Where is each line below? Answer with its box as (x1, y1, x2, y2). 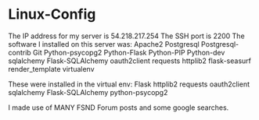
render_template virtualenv (8, 64, 95, 73)
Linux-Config (8, 5, 96, 23)
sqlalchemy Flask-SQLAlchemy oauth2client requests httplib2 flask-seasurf (8, 56, 252, 65)
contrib (8, 48, 31, 57)
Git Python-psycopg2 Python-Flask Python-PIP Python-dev (32, 48, 225, 57)
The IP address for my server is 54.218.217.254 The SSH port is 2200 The (8, 31, 245, 41)
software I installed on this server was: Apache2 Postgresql (8, 39, 200, 48)
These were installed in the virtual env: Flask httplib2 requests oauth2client (8, 79, 250, 89)
